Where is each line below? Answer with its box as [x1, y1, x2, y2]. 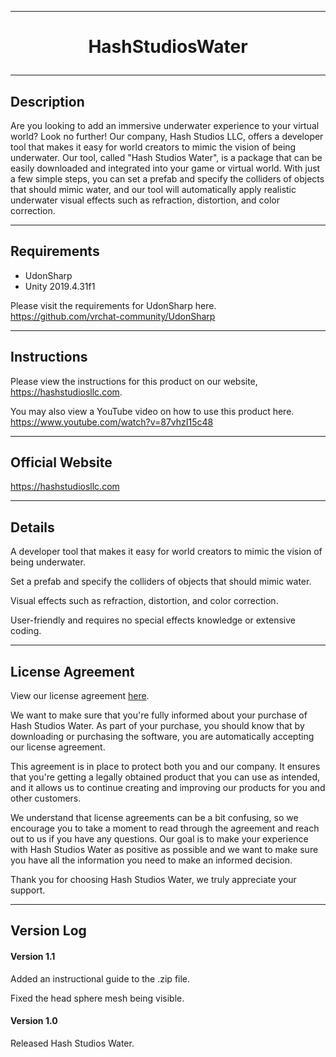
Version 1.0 [10, 1015, 58, 1027]
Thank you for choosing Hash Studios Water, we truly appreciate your [10, 874, 297, 886]
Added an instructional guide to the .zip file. [10, 972, 191, 985]
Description [10, 93, 85, 110]
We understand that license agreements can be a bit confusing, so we [10, 812, 299, 824]
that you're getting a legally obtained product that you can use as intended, [10, 771, 321, 783]
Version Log [10, 922, 87, 940]
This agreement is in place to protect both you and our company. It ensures [10, 761, 321, 773]
